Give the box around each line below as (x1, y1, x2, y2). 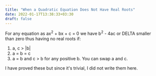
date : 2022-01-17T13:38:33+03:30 (5, 12, 74, 17)
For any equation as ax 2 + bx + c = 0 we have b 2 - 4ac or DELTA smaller (5, 30, 152, 37)
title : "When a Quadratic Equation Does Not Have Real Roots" (5, 7, 135, 12)
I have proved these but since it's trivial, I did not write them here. (5, 65, 138, 71)
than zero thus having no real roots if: (5, 36, 81, 42)
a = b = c (12, 51, 31, 56)
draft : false (5, 16, 32, 21)
